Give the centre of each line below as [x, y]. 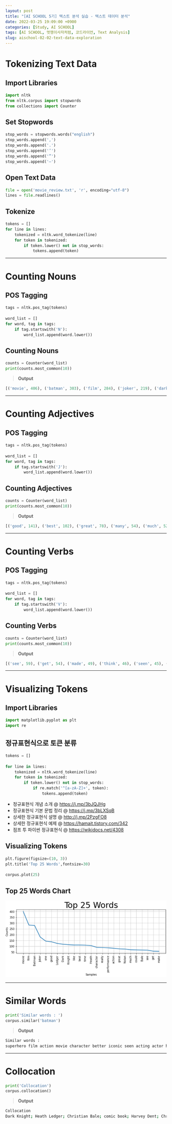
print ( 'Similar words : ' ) [34, 1015]
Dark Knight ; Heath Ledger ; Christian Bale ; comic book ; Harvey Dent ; [82, 1116]
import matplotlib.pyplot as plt [41, 720]
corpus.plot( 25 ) [23, 875]
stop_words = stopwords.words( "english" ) [50, 134]
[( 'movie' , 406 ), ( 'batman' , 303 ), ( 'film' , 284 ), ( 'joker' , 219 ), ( [81, 389]
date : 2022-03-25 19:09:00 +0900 [41, 22]
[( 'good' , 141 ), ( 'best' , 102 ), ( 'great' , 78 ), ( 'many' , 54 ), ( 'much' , [83, 526]
